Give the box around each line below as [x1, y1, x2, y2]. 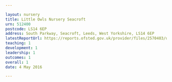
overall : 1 [5, 59, 29, 65]
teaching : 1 [5, 40, 31, 46]
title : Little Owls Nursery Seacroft [5, 16, 86, 22]
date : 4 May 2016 [5, 65, 42, 70]
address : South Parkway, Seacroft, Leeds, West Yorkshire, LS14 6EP [5, 31, 155, 36]
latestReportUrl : [5, 36, 42, 41]
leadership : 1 [5, 50, 36, 55]
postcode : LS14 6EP [5, 26, 47, 31]
